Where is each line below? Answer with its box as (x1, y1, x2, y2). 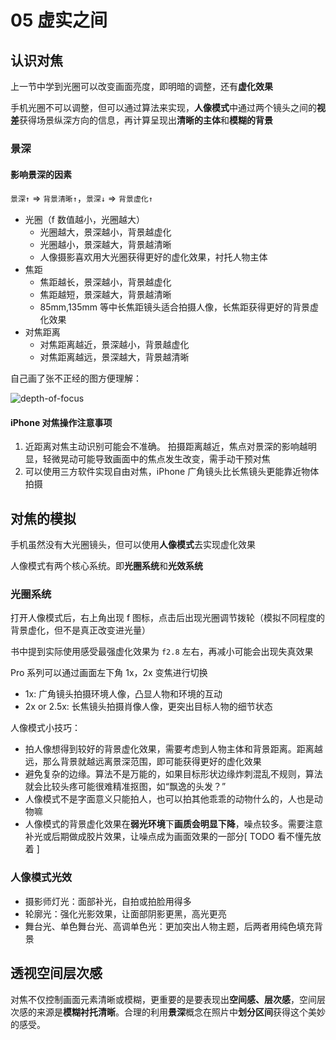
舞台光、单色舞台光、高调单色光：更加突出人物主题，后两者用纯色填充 (24, 920, 315, 932)
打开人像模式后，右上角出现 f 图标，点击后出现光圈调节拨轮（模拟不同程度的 (10, 612, 326, 624)
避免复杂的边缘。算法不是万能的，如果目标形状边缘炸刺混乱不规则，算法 (24, 768, 323, 780)
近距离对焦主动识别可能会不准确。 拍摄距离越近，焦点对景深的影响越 (24, 441, 308, 453)
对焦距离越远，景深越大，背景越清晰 (39, 351, 190, 363)
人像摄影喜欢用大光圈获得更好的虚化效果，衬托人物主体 (39, 251, 268, 263)
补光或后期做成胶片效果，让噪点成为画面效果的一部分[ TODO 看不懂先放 (24, 831, 322, 843)
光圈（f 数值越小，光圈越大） (24, 214, 145, 226)
